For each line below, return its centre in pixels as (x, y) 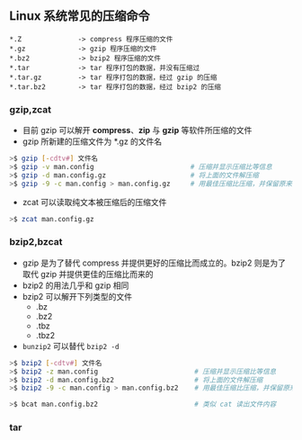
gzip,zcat (31, 109)
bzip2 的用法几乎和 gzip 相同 (75, 285)
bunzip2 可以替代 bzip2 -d (71, 346)
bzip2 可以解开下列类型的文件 (77, 296)
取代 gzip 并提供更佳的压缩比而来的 (88, 274)
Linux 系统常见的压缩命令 (80, 16)
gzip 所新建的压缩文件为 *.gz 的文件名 (92, 141)
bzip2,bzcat (36, 242)
